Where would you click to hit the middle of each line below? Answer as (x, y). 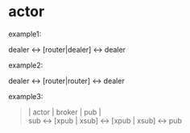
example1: (25, 34)
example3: (26, 96)
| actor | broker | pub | (65, 112)
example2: (26, 65)
